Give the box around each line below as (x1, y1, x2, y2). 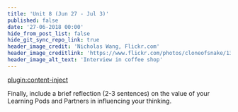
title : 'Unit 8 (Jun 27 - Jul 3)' (7, 10, 110, 18)
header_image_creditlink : (7, 50, 84, 57)
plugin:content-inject (7, 75, 69, 84)
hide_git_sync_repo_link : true (7, 37, 100, 44)
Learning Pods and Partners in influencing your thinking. (7, 97, 172, 105)
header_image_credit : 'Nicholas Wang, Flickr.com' (7, 43, 160, 50)
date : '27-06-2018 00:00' (7, 23, 84, 30)
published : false (7, 17, 59, 24)
